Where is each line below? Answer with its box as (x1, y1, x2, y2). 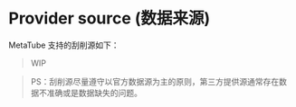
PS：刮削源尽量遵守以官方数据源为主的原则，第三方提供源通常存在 (30, 76, 280, 86)
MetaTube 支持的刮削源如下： (8, 40, 119, 50)
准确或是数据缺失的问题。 (46, 87, 142, 98)
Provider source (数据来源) (8, 8, 211, 29)
